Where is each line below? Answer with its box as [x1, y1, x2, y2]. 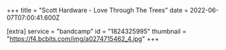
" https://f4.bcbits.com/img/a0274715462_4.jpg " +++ [6, 35, 160, 43]
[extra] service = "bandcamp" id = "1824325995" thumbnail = [6, 27, 187, 35]
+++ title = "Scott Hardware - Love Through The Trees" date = [6, 6, 189, 14]
